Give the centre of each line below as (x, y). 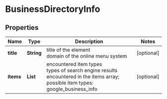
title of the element (68, 50)
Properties (22, 28)
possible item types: (70, 83)
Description (89, 42)
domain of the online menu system (87, 56)
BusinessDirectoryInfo (53, 9)
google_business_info (72, 89)
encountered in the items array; (83, 77)
